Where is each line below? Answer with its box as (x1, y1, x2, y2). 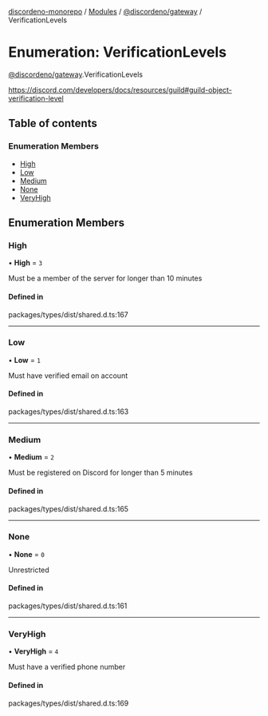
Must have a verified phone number (8, 662, 126, 672)
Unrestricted (8, 565, 49, 575)
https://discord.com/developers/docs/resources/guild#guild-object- (8, 85, 233, 94)
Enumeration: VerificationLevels (8, 43, 227, 62)
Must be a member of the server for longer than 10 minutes (8, 273, 203, 283)
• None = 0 (8, 549, 45, 559)
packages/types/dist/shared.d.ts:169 (8, 698, 129, 708)
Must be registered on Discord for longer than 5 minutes (8, 467, 193, 478)
